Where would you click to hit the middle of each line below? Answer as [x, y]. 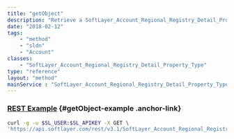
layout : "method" [32, 78]
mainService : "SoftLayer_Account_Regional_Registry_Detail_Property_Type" [119, 84]
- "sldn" [32, 46]
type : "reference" [34, 71]
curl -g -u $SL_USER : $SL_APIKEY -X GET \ [68, 123]
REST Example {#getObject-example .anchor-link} [94, 109]
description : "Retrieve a [45, 20]
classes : [20, 59]
